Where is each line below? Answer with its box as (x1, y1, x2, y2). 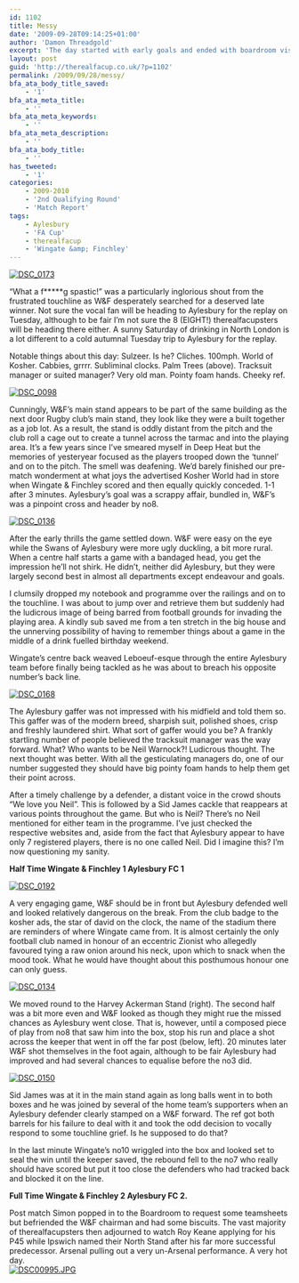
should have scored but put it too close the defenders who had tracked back (9, 1164, 290, 1174)
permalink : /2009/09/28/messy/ (9, 71, 125, 80)
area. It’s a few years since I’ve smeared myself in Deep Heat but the (9, 442, 261, 453)
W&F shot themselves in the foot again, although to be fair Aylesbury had (9, 1046, 277, 1057)
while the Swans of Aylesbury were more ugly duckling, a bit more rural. (9, 543, 273, 553)
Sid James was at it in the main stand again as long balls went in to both (9, 1090, 273, 1101)
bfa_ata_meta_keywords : (9, 112, 98, 121)
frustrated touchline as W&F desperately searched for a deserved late (9, 295, 265, 307)
